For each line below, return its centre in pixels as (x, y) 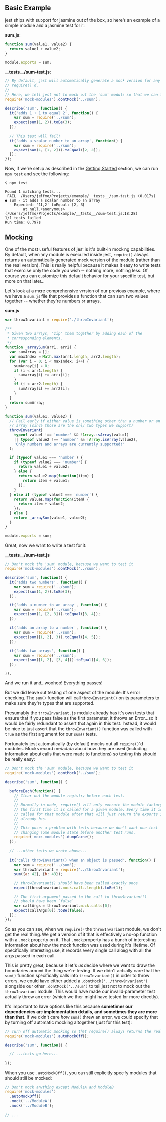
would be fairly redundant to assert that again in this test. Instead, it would (81, 723)
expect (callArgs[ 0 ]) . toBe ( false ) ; (49, 910)
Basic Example (28, 8)
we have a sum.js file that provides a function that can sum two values (77, 296)
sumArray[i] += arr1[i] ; (44, 375)
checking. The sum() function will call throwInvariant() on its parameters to (82, 698)
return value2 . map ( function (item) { (56, 476)
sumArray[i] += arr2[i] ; (44, 389)
